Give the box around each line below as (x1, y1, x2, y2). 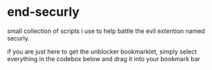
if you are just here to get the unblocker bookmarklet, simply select (7, 47, 198, 56)
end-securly (7, 4, 80, 20)
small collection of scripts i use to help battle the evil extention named (7, 27, 205, 35)
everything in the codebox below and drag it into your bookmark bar (7, 54, 201, 62)
